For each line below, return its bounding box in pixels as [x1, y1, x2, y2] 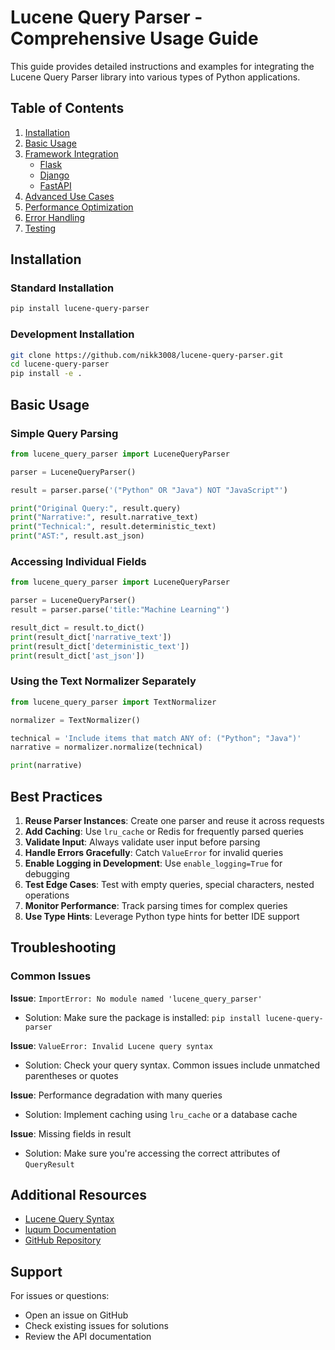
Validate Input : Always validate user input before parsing [24, 836, 261, 848]
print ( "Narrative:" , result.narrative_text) [10, 512, 199, 523]
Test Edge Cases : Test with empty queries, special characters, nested [24, 878, 315, 890]
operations [24, 889, 70, 901]
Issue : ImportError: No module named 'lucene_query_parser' [10, 992, 263, 1004]
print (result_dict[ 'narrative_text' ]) [10, 632, 172, 642]
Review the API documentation [24, 1331, 152, 1343]
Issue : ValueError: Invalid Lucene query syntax [10, 1039, 213, 1051]
